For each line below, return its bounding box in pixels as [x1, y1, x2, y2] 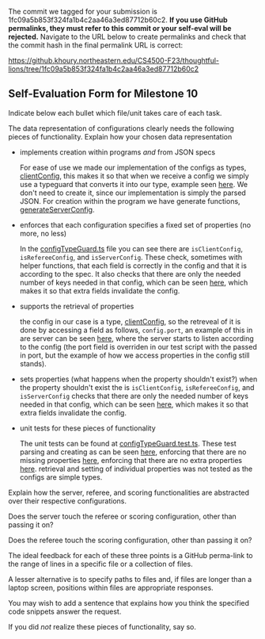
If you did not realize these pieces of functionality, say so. [8, 622, 196, 631]
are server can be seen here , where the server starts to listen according [19, 333, 255, 343]
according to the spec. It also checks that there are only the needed [19, 269, 241, 278]
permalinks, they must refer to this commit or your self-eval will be [8, 24, 232, 33]
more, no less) [19, 228, 67, 238]
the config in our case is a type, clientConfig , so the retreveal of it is [19, 316, 241, 326]
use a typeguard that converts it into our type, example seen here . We [19, 179, 248, 189]
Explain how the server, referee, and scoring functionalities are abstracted [8, 488, 250, 497]
